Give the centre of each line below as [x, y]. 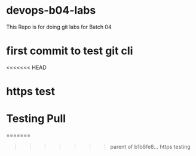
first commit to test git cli [70, 51]
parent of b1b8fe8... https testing [151, 147]
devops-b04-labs [51, 10]
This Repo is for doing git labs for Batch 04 [59, 27]
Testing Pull [36, 119]
